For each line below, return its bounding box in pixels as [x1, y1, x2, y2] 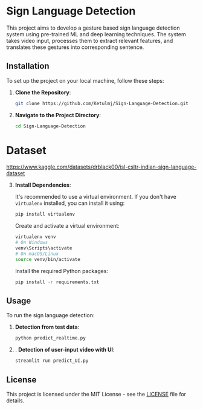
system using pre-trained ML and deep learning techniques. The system [6, 30, 186, 37]
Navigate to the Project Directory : [14, 111, 101, 118]
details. [6, 397, 25, 404]
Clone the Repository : [14, 89, 71, 96]
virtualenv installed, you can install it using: [14, 199, 125, 207]
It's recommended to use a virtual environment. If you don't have [14, 193, 176, 201]
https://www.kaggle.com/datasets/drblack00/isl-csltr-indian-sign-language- [6, 163, 197, 170]
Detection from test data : [14, 323, 80, 330]
